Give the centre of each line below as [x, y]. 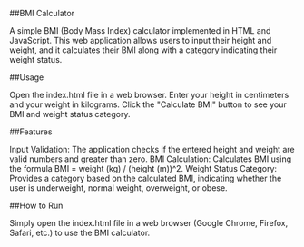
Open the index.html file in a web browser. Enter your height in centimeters [149, 95]
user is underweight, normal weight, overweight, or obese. [119, 188]
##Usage [27, 77]
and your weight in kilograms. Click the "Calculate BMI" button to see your [148, 104]
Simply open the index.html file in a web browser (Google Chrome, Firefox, [149, 223]
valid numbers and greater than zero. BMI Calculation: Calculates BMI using [151, 159]
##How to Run [36, 205]
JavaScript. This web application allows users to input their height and [141, 40]
